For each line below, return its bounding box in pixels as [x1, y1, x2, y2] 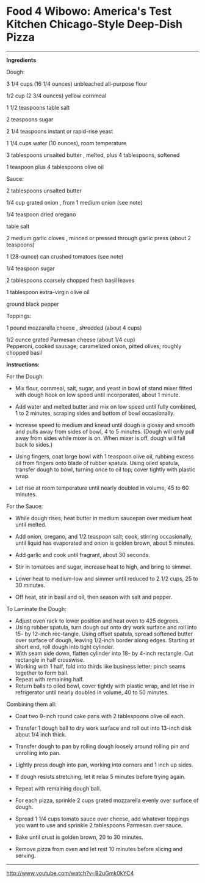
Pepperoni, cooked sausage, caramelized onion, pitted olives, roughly [6, 342, 182, 350]
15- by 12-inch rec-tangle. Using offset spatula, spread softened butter [15, 630, 193, 637]
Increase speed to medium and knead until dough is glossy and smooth [15, 421, 195, 428]
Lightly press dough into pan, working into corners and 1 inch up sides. [15, 761, 193, 768]
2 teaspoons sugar [6, 115, 54, 123]
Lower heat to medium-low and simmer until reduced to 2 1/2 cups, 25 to [15, 575, 198, 582]
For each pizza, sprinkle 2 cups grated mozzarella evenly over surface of [15, 797, 199, 804]
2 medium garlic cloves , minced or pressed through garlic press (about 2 [6, 234, 191, 241]
